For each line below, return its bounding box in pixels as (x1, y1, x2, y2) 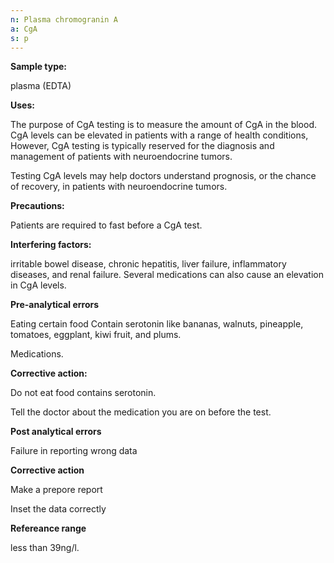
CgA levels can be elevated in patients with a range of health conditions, (10, 129, 309, 141)
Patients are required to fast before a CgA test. (10, 219, 203, 231)
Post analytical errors (10, 426, 102, 438)
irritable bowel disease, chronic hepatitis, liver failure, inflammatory (10, 258, 287, 270)
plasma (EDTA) (10, 80, 72, 92)
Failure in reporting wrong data (10, 445, 138, 457)
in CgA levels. (10, 279, 67, 291)
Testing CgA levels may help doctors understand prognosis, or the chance (10, 170, 317, 182)
